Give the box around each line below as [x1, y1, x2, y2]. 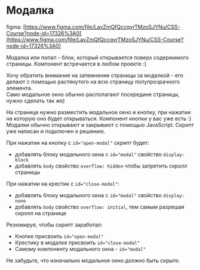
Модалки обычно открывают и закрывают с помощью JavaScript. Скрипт [6, 121, 194, 128]
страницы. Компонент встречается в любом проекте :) [6, 60, 147, 67]
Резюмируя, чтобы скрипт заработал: [6, 221, 103, 228]
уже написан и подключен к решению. [6, 128, 106, 135]
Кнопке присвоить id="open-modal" [14, 232, 104, 240]
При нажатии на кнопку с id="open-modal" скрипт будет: [6, 139, 149, 146]
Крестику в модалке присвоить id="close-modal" [14, 239, 140, 246]
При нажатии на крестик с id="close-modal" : [6, 180, 120, 187]
